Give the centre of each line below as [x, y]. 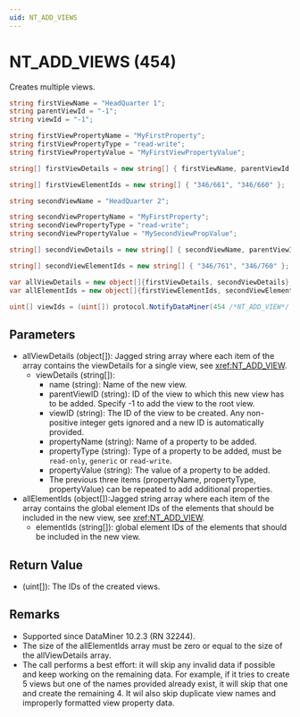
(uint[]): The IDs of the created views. [91, 586]
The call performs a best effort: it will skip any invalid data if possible [149, 664]
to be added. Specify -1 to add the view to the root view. [152, 404]
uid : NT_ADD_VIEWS [43, 17]
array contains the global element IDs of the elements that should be [148, 508]
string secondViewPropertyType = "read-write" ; [100, 226]
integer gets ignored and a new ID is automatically [172, 423]
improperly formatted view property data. [98, 703]
